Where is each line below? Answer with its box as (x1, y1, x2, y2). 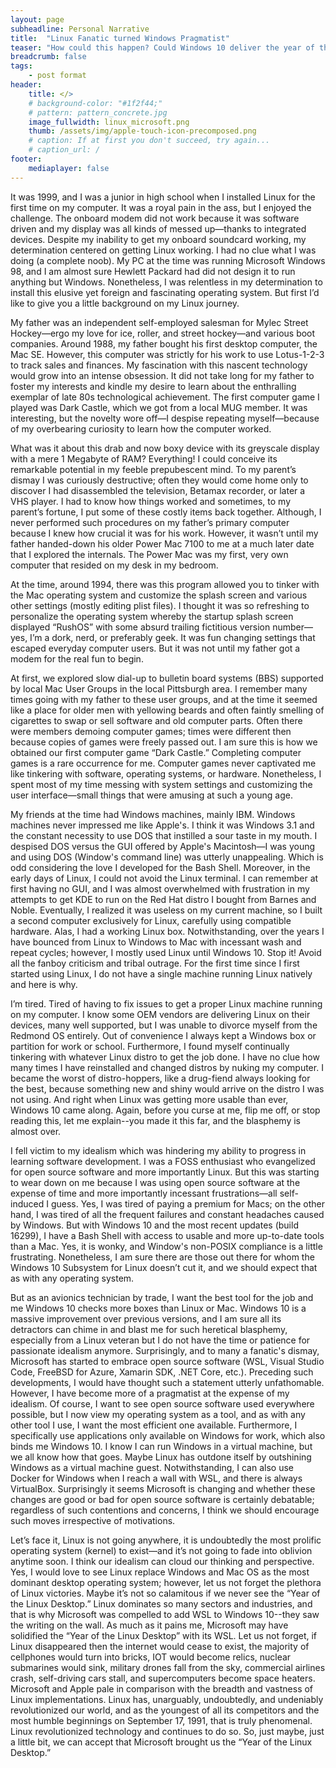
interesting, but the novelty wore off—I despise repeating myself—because (10, 412, 320, 424)
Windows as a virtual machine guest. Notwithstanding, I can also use (10, 1461, 294, 1473)
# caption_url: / (28, 145, 101, 155)
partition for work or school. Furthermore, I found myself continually (10, 1040, 290, 1052)
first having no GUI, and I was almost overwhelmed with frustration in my (10, 882, 310, 895)
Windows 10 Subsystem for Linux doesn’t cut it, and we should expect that (10, 1261, 318, 1273)
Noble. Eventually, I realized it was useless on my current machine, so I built (10, 904, 323, 916)
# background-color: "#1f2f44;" (28, 98, 163, 108)
